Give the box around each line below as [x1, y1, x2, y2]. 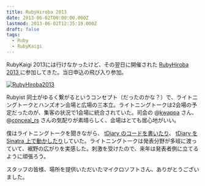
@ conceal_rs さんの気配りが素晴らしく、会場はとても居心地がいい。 [6, 116, 180, 123]
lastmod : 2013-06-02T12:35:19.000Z [6, 20, 97, 26]
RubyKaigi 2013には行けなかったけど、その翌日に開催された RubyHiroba [6, 61, 189, 68]
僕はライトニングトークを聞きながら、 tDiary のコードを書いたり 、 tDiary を [6, 130, 198, 137]
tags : [6, 32, 20, 38]
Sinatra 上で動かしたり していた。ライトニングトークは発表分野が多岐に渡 [6, 137, 192, 144]
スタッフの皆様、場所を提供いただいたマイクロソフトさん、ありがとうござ [6, 165, 194, 172]
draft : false [6, 26, 40, 33]
